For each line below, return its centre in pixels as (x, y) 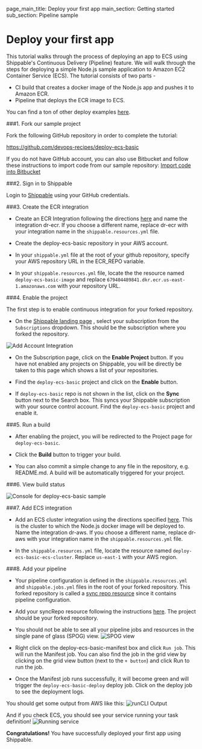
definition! (19, 721)
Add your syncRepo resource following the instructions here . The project (105, 611)
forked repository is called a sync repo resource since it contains (96, 593)
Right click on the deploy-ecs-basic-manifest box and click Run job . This (105, 647)
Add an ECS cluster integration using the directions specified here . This (104, 519)
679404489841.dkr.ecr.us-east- (146, 280)
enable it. (27, 413)
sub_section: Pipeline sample (42, 15)
